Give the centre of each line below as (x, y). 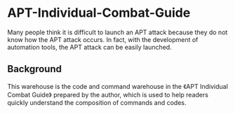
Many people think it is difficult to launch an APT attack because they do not (117, 32)
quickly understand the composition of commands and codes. (97, 102)
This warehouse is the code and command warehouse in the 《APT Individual (117, 86)
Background (34, 69)
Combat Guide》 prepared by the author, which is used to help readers (108, 94)
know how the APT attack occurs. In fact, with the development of (103, 39)
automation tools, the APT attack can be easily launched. (89, 47)
